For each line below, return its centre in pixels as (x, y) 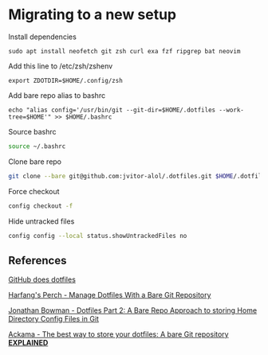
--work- (232, 110)
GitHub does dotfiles (42, 279)
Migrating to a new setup (93, 15)
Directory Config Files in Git (54, 319)
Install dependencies (43, 37)
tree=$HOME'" (30, 117)
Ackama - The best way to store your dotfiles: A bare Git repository (118, 334)
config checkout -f (41, 206)
